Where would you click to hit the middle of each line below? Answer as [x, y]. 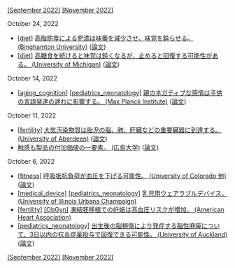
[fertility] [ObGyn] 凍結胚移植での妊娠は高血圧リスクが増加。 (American [121, 210]
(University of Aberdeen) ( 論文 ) [62, 139]
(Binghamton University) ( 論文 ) [62, 47]
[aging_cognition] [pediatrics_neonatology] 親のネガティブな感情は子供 [120, 93]
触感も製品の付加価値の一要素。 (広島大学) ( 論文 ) [88, 147]
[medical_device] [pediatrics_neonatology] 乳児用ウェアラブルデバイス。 [122, 193]
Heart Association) [44, 217]
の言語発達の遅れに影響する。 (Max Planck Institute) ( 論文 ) [102, 101]
